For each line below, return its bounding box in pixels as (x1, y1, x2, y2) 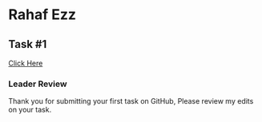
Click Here (8, 58, 43, 68)
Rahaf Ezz (8, 6, 77, 24)
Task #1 (8, 37, 47, 51)
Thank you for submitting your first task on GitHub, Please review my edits (8, 96, 254, 106)
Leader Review (8, 78, 67, 89)
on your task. (8, 105, 52, 115)
